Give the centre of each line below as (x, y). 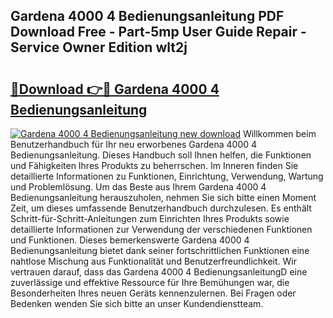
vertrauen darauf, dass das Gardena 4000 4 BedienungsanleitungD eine (159, 272)
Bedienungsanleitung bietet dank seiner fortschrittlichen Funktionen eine (160, 250)
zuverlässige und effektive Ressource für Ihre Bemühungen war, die (150, 282)
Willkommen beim (279, 133)
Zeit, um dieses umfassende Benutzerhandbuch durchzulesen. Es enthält (161, 208)
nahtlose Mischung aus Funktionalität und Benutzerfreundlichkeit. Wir (154, 261)
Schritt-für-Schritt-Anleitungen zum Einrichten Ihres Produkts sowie (150, 218)
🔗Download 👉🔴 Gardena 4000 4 (115, 89)
